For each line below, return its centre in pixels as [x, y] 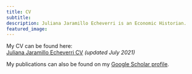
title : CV [19, 12]
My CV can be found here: [40, 46]
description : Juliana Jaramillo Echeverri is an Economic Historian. [97, 23]
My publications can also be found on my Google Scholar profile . [88, 64]
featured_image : [27, 29]
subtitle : [19, 18]
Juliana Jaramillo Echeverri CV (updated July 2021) [71, 53]
